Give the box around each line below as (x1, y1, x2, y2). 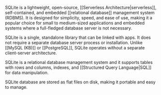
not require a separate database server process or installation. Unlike (5, 40, 143, 46)
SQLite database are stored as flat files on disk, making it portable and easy (5, 79, 156, 85)
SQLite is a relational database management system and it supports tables (5, 60, 153, 65)
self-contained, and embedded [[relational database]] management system (5, 10, 155, 16)
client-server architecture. (5, 50, 57, 56)
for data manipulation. (5, 70, 49, 75)
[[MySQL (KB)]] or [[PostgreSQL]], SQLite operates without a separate (5, 45, 145, 50)
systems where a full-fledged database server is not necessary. (5, 25, 132, 31)
